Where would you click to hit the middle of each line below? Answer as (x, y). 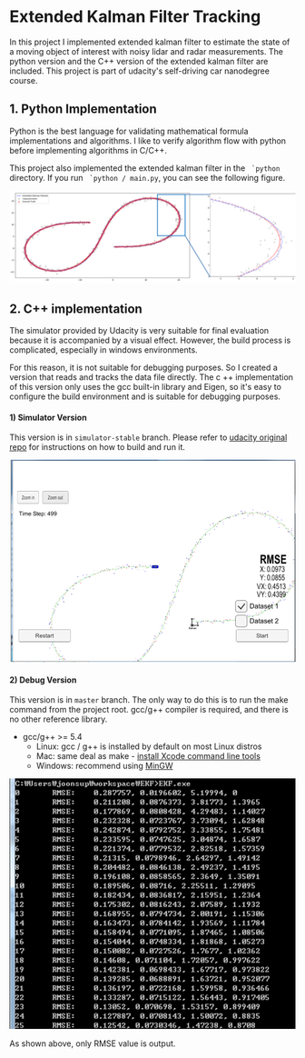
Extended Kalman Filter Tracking (135, 17)
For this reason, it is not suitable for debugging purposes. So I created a (144, 367)
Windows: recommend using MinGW (105, 766)
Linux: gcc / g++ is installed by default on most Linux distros (149, 746)
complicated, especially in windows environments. (103, 349)
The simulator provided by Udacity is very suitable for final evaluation (139, 330)
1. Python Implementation (83, 110)
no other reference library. (59, 719)
